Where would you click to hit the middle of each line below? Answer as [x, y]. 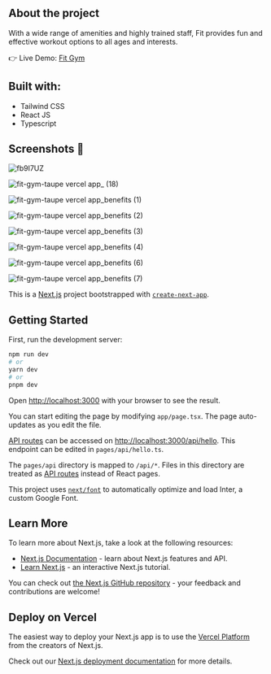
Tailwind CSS [42, 106]
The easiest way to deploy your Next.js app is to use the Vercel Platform [129, 637]
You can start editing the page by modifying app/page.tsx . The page [123, 416]
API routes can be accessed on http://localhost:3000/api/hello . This [122, 440]
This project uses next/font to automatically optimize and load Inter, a [126, 489]
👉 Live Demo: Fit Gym [47, 58]
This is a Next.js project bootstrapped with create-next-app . [109, 294]
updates [22, 424]
